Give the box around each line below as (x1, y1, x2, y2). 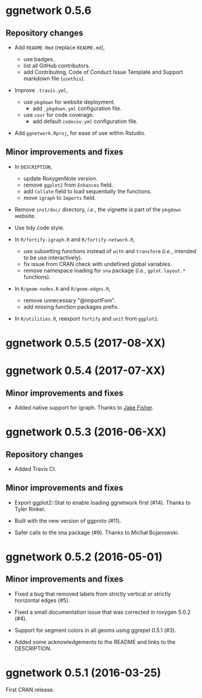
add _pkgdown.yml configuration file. (32, 105, 122, 112)
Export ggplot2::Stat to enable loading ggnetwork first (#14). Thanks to (14, 499, 191, 506)
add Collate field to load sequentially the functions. (23, 187, 152, 194)
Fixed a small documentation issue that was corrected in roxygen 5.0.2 (14, 608, 191, 616)
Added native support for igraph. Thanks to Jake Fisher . (14, 404, 154, 411)
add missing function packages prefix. (23, 303, 119, 310)
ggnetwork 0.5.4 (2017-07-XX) (5, 364, 166, 377)
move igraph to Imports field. (23, 194, 96, 201)
